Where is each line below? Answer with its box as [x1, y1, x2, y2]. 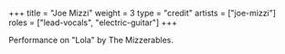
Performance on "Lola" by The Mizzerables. [8, 35, 174, 45]
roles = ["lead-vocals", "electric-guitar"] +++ [8, 17, 178, 28]
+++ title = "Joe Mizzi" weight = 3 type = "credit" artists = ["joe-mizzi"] [8, 8, 276, 18]
